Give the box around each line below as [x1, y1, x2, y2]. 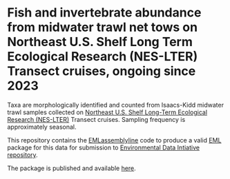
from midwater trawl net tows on [7, 19, 198, 35]
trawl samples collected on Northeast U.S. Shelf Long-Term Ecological [7, 108, 208, 116]
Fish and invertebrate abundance [7, 5, 202, 21]
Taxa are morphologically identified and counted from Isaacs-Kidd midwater [7, 101, 224, 109]
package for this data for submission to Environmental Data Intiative [7, 143, 200, 151]
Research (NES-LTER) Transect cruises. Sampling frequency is [7, 115, 186, 123]
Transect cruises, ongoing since [7, 63, 196, 79]
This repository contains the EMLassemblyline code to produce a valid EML [7, 136, 222, 144]
